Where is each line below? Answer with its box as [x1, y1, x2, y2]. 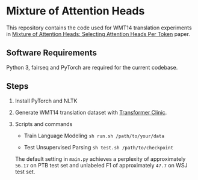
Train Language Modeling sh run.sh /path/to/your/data [23, 132, 164, 139]
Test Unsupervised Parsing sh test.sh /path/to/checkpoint [23, 143, 173, 151]
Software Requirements [6, 48, 97, 58]
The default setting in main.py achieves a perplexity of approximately [14, 155, 186, 163]
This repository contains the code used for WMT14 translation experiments [6, 24, 192, 31]
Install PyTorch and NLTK [14, 97, 78, 104]
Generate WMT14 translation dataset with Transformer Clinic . [14, 109, 167, 116]
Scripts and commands [14, 120, 73, 127]
